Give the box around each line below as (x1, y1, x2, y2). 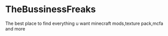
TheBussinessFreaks (5, 4, 96, 15)
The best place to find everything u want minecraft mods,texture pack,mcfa (5, 20, 163, 26)
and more (5, 25, 25, 31)
